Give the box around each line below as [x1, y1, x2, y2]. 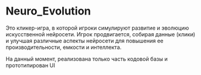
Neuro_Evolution [5, 4, 91, 18]
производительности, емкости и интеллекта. [5, 44, 122, 51]
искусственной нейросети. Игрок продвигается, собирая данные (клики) [5, 30, 196, 37]
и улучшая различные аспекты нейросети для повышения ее [5, 37, 164, 44]
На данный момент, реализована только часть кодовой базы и [5, 55, 168, 62]
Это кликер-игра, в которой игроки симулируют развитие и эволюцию [5, 24, 190, 31]
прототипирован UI [5, 62, 56, 69]
